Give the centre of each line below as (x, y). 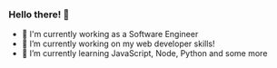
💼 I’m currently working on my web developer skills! (118, 44)
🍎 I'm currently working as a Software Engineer (110, 34)
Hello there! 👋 (39, 15)
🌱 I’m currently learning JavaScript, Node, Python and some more (144, 53)
